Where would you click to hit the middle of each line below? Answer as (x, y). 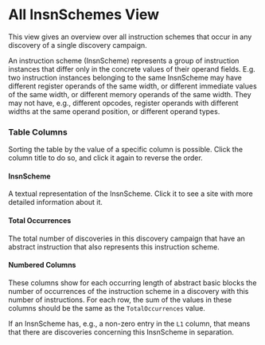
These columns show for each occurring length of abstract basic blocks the (132, 282)
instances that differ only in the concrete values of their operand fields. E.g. (132, 69)
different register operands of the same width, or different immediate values (132, 86)
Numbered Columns (42, 265)
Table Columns (38, 131)
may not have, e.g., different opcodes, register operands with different (123, 103)
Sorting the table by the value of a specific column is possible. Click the (126, 150)
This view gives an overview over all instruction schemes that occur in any (130, 37)
